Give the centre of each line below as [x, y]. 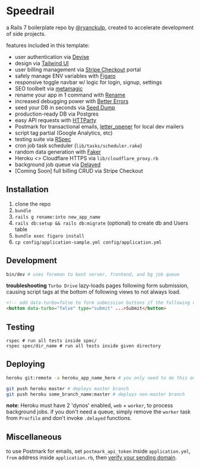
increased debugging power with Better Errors [72, 101]
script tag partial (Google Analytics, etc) [64, 133]
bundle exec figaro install [49, 236]
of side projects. [26, 33]
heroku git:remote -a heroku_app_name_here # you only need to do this [97, 378]
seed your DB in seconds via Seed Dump [65, 107]
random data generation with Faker [58, 152]
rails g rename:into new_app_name [57, 217]
